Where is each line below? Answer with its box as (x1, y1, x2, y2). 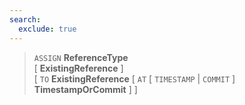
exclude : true (18, 24, 77, 34)
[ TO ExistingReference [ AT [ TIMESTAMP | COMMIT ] (33, 72, 236, 85)
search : (9, 14, 42, 25)
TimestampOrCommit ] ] (33, 83, 138, 95)
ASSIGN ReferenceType (33, 51, 129, 63)
